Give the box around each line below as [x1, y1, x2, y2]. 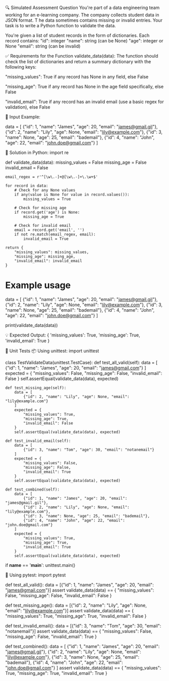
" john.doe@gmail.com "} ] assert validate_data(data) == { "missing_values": [5, 664, 161, 671]
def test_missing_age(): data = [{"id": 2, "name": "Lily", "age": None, [5, 602, 147, 608]
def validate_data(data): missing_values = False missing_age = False [5, 159, 147, 165]
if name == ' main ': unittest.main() [5, 562, 76, 568]
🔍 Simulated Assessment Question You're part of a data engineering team [5, 5, 160, 11]
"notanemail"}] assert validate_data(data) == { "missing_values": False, [5, 628, 153, 634]
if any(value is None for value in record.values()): [14, 192, 130, 197]
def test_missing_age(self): [5, 385, 67, 391]
